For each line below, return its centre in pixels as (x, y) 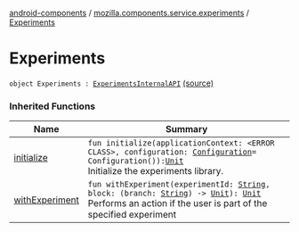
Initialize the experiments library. (156, 171)
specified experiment (132, 215)
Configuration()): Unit (136, 161)
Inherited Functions (53, 106)
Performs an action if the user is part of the (178, 203)
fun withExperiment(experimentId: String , (179, 185)
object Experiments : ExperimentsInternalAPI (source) (112, 83)
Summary (186, 129)
